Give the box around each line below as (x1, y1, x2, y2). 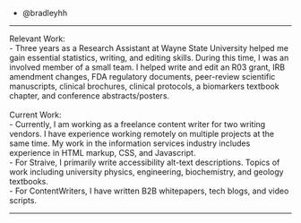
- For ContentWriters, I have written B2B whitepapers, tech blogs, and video (9, 185, 289, 196)
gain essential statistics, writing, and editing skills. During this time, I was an (9, 53, 289, 63)
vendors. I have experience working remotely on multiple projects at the (9, 129, 275, 139)
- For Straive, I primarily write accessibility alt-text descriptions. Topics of (9, 157, 280, 167)
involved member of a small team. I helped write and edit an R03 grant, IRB (9, 62, 286, 73)
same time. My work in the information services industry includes (9, 138, 251, 149)
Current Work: (9, 109, 62, 120)
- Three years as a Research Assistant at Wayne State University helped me (9, 43, 289, 53)
